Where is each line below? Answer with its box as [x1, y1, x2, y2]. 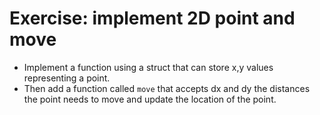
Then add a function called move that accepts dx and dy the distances [23, 82, 311, 94]
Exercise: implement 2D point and [9, 7, 296, 30]
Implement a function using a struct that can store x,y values [23, 61, 274, 73]
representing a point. [23, 72, 111, 84]
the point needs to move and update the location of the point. [23, 93, 277, 105]
